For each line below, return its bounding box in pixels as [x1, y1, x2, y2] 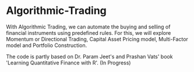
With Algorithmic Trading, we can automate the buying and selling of [6, 23, 171, 30]
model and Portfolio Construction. [6, 42, 87, 49]
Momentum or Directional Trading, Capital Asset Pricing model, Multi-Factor [6, 35, 188, 42]
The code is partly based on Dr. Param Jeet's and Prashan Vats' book [6, 53, 173, 60]
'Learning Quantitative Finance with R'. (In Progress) [6, 59, 131, 66]
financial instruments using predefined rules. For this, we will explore [6, 29, 171, 36]
